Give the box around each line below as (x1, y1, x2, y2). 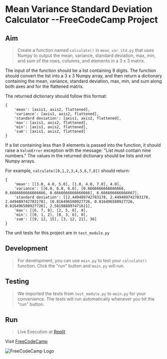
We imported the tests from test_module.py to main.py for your (17, 291, 146, 297)
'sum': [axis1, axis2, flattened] (14, 129, 86, 134)
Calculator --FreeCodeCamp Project (5, 14, 158, 25)
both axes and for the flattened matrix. (5, 83, 84, 89)
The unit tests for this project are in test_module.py (5, 230, 110, 236)
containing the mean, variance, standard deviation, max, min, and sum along (5, 78, 162, 84)
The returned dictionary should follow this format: (5, 93, 107, 99)
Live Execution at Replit (17, 329, 66, 335)
